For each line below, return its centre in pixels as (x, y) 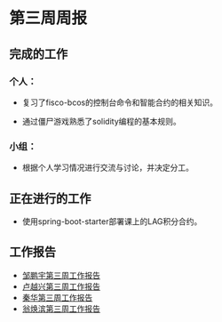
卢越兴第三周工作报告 (61, 286)
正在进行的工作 (50, 198)
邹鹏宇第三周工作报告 (61, 275)
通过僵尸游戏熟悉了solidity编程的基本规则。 (102, 121)
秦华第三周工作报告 (57, 297)
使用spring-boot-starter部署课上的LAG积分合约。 (112, 221)
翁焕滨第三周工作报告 (61, 309)
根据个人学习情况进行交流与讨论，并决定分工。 (107, 168)
